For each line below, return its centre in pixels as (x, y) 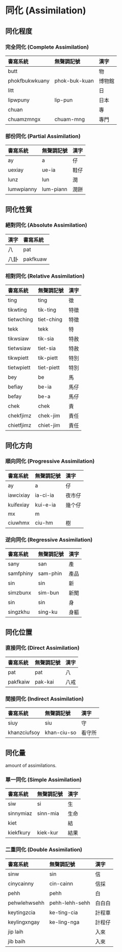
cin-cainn (61, 883)
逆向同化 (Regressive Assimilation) (49, 539)
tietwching (20, 320)
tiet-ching (50, 320)
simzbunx (20, 593)
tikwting (17, 310)
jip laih (16, 931)
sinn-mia (48, 813)
